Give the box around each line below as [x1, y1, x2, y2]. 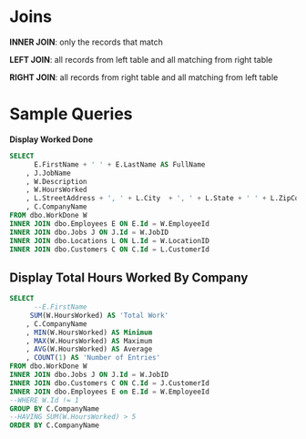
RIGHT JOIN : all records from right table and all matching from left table [9, 71, 279, 83]
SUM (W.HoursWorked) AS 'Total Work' [29, 311, 169, 320]
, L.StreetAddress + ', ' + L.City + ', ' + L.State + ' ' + [25, 194, 267, 203]
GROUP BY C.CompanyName [9, 403, 100, 413]
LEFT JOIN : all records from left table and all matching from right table [9, 54, 273, 65]
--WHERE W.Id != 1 [9, 395, 79, 404]
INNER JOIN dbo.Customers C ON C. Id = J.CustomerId [9, 378, 209, 388]
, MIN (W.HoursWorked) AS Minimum [25, 328, 153, 337]
